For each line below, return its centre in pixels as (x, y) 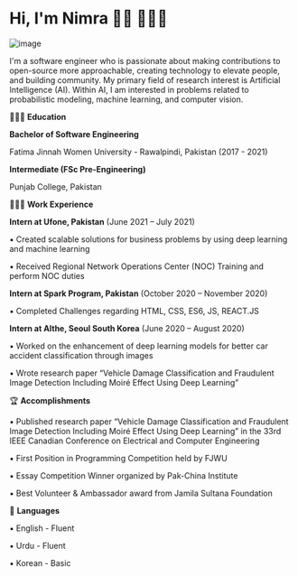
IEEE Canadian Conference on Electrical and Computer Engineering (135, 441)
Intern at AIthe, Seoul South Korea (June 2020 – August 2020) (127, 328)
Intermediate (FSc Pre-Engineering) (78, 169)
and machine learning (50, 248)
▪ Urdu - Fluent (37, 545)
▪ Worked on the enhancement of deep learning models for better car (139, 346)
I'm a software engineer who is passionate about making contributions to (145, 60)
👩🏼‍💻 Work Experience (51, 204)
